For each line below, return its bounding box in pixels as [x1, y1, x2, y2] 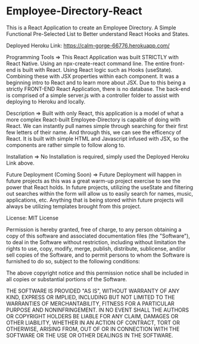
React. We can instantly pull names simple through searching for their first [6, 122, 188, 129]
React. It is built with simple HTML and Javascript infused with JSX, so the [6, 135, 189, 142]
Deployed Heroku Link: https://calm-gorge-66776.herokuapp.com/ [6, 42, 170, 49]
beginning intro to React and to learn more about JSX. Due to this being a [6, 79, 186, 86]
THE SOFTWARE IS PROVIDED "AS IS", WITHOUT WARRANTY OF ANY [6, 287, 180, 294]
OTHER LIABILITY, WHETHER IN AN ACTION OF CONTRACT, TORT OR [6, 319, 180, 326]
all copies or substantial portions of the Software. [6, 275, 127, 282]
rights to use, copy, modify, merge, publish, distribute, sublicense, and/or [6, 245, 186, 252]
